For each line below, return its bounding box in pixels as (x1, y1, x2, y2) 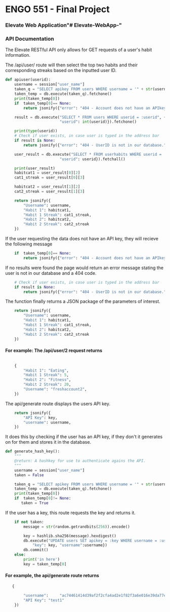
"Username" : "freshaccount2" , (23, 387, 87, 392)
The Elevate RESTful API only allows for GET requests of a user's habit (5, 47, 152, 53)
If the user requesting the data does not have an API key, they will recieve (5, 236, 158, 242)
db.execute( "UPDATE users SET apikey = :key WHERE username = (23, 538, 157, 543)
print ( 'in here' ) (23, 557, 60, 562)
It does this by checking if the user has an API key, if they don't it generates (5, 434, 163, 440)
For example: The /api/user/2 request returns (5, 347, 103, 353)
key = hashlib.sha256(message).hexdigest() (23, 533, 116, 538)
